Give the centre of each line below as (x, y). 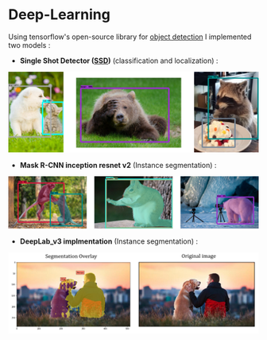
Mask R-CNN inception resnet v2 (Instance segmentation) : (118, 166)
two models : (29, 45)
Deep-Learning (60, 15)
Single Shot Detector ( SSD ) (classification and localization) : (119, 61)
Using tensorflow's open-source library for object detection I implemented (130, 37)
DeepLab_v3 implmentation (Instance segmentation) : (109, 241)
